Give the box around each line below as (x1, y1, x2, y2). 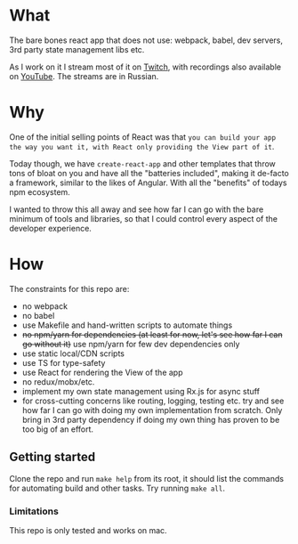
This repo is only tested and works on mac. (9, 524, 167, 535)
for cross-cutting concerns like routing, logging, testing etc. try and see (21, 395, 285, 406)
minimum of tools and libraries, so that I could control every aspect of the (9, 213, 278, 223)
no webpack (21, 300, 68, 312)
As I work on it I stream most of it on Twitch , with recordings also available (9, 61, 282, 72)
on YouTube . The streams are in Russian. (9, 70, 159, 81)
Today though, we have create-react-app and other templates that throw (9, 158, 276, 169)
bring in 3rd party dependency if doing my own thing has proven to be (21, 414, 280, 425)
